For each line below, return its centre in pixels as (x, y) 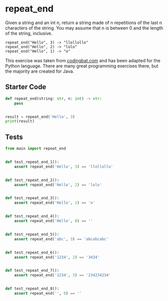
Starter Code (26, 87)
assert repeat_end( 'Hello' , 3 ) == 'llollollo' (64, 167)
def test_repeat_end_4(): (32, 216)
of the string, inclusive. (29, 33)
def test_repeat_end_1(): (32, 162)
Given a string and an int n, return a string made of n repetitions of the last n (83, 23)
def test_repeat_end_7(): (32, 271)
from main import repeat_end (36, 148)
